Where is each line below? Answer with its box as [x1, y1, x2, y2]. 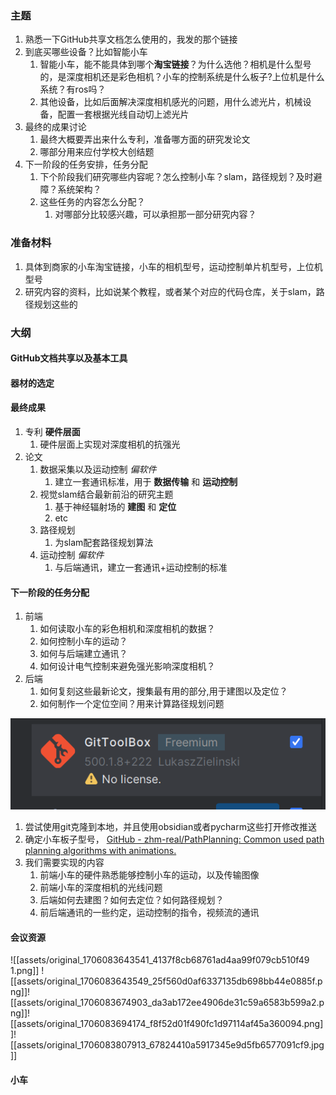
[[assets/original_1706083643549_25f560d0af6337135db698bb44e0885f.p [10, 975, 323, 987]
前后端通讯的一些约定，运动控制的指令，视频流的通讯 [39, 907, 260, 919]
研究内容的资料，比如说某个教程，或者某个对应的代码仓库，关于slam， [24, 285, 317, 297]
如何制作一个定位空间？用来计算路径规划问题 [39, 698, 225, 710]
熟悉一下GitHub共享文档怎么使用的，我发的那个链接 [24, 33, 238, 46]
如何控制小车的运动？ [39, 635, 128, 647]
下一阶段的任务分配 [10, 586, 90, 598]
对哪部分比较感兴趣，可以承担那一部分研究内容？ [54, 208, 257, 221]
